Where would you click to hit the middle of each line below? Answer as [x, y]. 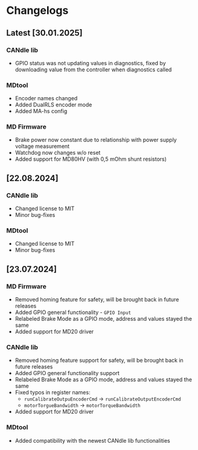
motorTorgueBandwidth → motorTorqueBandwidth [82, 405]
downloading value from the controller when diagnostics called [93, 69]
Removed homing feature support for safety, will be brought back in [99, 361]
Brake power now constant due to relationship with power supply [96, 140]
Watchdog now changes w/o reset [58, 153]
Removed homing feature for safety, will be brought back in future [97, 300]
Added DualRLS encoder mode [53, 105]
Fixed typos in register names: [53, 393]
